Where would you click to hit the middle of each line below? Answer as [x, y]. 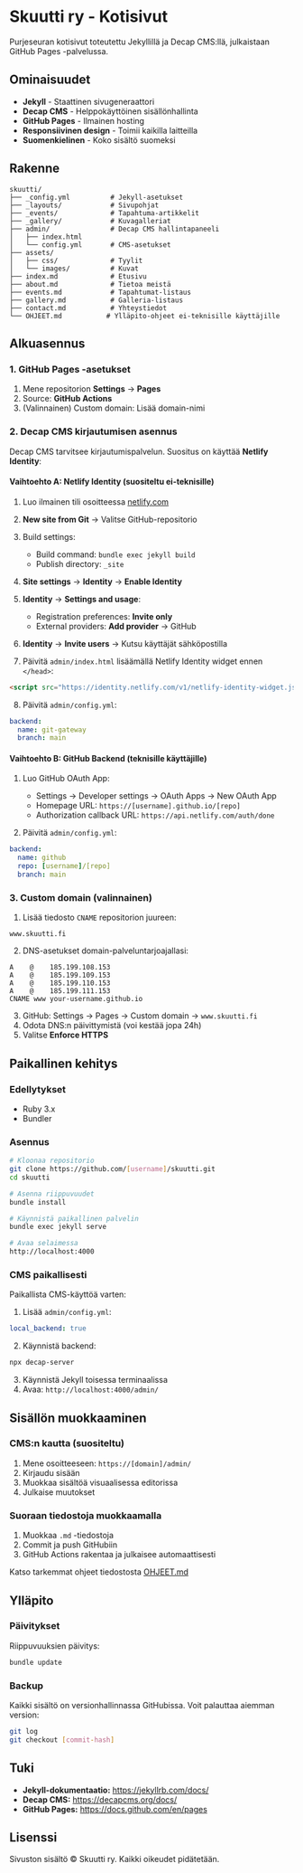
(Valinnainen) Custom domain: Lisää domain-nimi [114, 408]
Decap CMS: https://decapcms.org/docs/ [100, 1799]
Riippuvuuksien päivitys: [55, 1646]
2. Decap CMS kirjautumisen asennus [93, 431]
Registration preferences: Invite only [104, 616]
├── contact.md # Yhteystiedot [88, 308]
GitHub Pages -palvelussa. [59, 51]
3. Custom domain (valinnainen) [81, 897]
